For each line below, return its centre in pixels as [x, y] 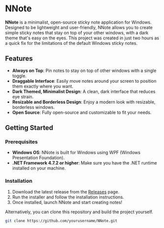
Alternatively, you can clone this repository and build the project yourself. [79, 212]
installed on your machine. [39, 168]
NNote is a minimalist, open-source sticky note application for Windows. [78, 22]
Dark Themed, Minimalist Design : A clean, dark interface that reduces [84, 91]
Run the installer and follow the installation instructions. [68, 197]
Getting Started [29, 128]
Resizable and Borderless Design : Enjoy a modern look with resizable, [84, 102]
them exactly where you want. [43, 86]
